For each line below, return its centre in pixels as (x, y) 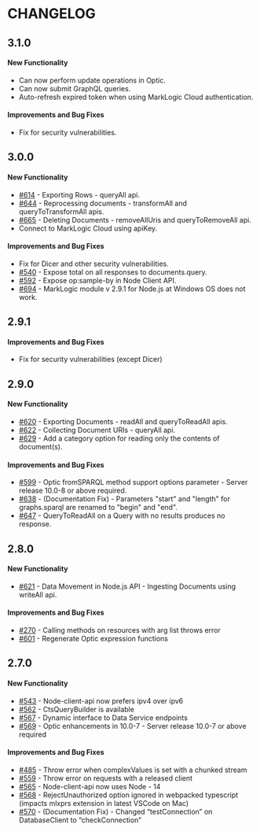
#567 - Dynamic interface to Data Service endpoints (103, 718)
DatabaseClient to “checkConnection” (80, 820)
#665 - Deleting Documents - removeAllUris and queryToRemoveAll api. (135, 220)
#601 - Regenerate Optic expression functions (93, 638)
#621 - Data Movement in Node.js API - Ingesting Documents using (127, 586)
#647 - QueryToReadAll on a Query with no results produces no (122, 515)
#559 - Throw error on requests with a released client (106, 778)
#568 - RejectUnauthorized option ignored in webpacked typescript (128, 795)
